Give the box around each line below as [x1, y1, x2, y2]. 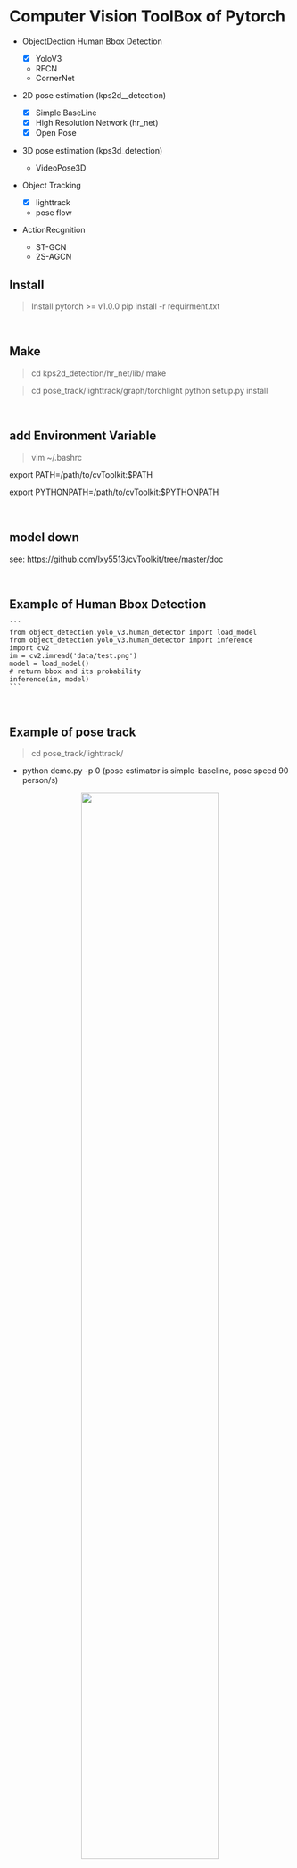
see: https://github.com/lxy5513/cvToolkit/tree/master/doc [9, 554, 224, 564]
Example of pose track [9, 724, 136, 739]
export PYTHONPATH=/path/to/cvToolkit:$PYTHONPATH [9, 487, 219, 497]
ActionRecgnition [21, 225, 86, 236]
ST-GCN [35, 242, 67, 253]
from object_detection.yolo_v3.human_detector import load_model [9, 628, 257, 638]
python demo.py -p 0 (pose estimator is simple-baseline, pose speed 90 [21, 765, 289, 776]
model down [9, 530, 80, 546]
